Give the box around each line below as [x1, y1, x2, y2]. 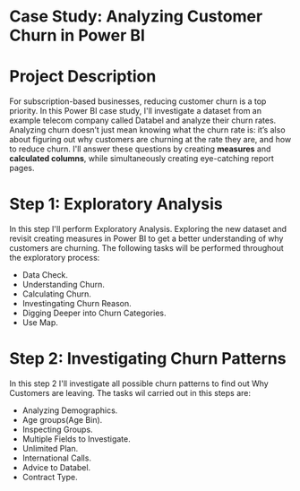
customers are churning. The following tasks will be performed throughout [9, 243, 284, 254]
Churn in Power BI [9, 25, 146, 46]
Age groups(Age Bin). [21, 415, 103, 425]
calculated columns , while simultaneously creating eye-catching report [9, 153, 275, 164]
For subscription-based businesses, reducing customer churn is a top [9, 96, 267, 107]
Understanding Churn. [21, 280, 105, 290]
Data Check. [21, 270, 69, 280]
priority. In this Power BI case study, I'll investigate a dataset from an [9, 106, 262, 116]
